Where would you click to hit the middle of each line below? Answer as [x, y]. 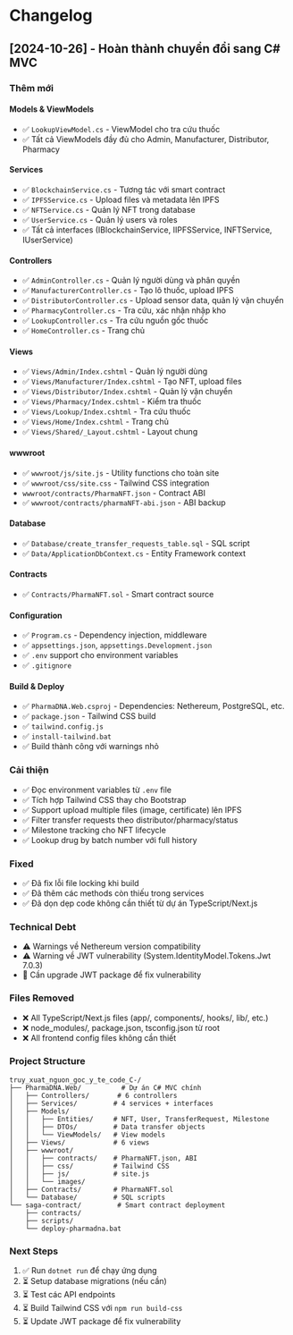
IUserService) [47, 240]
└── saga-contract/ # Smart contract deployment [117, 1205]
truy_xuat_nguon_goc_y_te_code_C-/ [75, 1080]
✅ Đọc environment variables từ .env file [97, 790]
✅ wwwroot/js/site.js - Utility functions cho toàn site [121, 473]
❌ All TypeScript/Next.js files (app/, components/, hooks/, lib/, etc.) [145, 1018]
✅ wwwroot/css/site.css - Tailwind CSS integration [116, 483]
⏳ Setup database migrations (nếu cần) [94, 1281]
